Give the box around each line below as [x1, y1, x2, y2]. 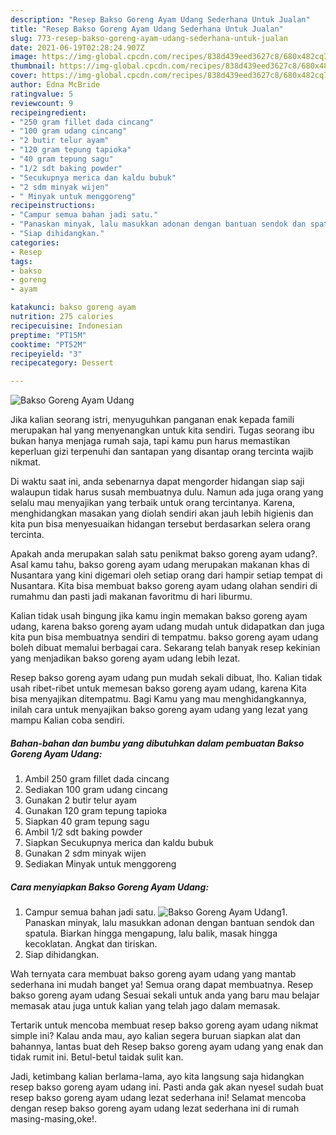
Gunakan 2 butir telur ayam [24, 794, 137, 806]
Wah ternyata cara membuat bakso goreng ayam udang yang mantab [10, 968, 297, 980]
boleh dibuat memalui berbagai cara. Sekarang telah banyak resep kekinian [10, 642, 321, 654]
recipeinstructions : [10, 201, 97, 211]
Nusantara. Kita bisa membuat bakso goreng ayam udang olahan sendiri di [10, 580, 318, 592]
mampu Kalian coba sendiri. [10, 714, 125, 726]
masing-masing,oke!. [10, 1113, 97, 1125]
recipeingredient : [10, 107, 87, 118]
